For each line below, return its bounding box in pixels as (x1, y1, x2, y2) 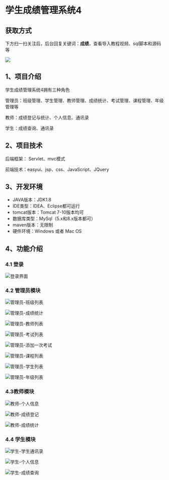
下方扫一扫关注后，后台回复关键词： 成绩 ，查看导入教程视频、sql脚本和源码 (5, 41, 161, 46)
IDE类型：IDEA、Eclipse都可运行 (12, 203, 80, 209)
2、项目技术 (5, 142, 43, 150)
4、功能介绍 (5, 244, 43, 253)
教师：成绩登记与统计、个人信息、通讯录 (5, 114, 89, 120)
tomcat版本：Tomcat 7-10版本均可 (12, 210, 84, 216)
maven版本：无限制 (12, 222, 53, 228)
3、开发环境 (5, 182, 43, 191)
